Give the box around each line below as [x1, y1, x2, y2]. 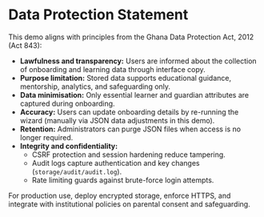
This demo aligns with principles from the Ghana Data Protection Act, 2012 [8, 32, 254, 42]
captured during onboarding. [19, 98, 115, 108]
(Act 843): [8, 40, 42, 50]
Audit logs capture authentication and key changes [31, 158, 200, 167]
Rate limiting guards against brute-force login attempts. [31, 175, 214, 185]
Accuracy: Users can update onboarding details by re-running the [19, 106, 239, 117]
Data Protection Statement [8, 6, 189, 24]
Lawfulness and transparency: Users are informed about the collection [19, 56, 258, 66]
